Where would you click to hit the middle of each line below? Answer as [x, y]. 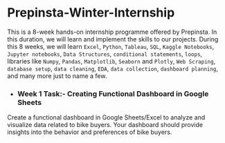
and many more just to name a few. [57, 76]
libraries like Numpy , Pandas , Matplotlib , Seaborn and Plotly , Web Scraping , [111, 61]
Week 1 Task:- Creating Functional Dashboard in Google [113, 93]
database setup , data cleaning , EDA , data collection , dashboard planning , [113, 68]
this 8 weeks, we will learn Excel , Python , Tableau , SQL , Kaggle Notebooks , [111, 46]
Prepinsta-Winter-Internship [91, 13]
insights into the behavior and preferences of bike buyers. [90, 132]
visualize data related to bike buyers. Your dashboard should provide [105, 125]
